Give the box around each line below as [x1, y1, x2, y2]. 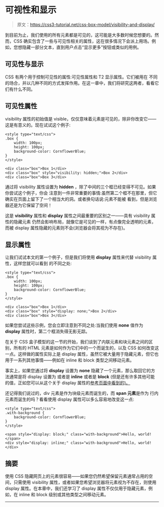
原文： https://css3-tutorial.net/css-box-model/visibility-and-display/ [17, 22, 155, 27]
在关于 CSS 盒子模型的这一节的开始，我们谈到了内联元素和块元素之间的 [5, 339, 149, 345]
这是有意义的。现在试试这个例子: [5, 122, 71, 128]
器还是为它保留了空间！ [5, 202, 52, 208]
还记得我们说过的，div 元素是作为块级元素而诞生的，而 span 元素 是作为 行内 [5, 390, 159, 396]
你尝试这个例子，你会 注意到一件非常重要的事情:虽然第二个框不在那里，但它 [5, 190, 157, 196]
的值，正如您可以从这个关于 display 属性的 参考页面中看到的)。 [5, 380, 130, 386]
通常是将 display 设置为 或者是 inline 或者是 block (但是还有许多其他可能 [9, 374, 155, 380]
